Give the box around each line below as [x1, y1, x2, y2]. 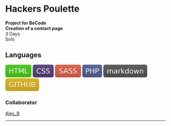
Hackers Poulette [5, 3, 80, 15]
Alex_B [5, 110, 20, 117]
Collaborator [5, 99, 37, 106]
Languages [5, 51, 42, 59]
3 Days [5, 30, 20, 37]
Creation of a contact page [5, 25, 63, 31]
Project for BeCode [5, 20, 47, 26]
